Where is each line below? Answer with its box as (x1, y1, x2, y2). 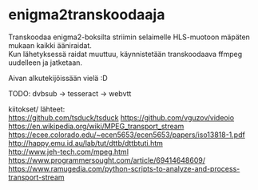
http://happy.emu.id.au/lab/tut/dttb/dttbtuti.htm (8, 138, 164, 148)
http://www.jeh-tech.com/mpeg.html (8, 147, 129, 156)
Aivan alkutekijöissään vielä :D (8, 73, 108, 83)
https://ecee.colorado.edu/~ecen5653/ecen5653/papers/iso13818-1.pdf (8, 130, 245, 139)
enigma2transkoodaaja (8, 6, 165, 24)
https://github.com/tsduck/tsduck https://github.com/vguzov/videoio (8, 112, 234, 122)
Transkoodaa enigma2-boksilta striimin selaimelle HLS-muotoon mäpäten (8, 32, 250, 42)
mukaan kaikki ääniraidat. (8, 40, 92, 50)
